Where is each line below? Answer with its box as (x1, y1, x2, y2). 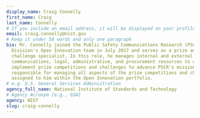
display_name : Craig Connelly (6, 8, 82, 15)
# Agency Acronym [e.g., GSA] (6, 92, 82, 98)
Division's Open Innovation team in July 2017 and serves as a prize (11, 48, 187, 54)
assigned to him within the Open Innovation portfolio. (11, 75, 153, 81)
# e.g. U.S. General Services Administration (6, 81, 121, 87)
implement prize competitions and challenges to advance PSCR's (11, 64, 174, 70)
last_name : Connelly (6, 20, 58, 26)
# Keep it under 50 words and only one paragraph (6, 36, 132, 42)
